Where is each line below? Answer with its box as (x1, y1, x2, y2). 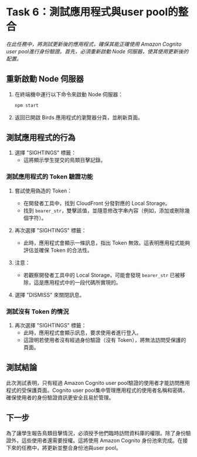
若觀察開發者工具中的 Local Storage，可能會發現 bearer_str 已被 (23, 271, 181, 279)
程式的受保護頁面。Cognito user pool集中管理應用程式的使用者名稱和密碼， (6, 387, 188, 394)
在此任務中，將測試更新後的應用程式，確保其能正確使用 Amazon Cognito (6, 40, 182, 48)
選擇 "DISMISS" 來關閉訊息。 (14, 291, 85, 298)
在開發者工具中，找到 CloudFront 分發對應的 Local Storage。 (23, 199, 171, 207)
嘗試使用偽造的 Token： (14, 187, 72, 194)
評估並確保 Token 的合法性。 (23, 246, 93, 253)
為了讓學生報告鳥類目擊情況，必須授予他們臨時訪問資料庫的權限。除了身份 (6, 429, 186, 436)
